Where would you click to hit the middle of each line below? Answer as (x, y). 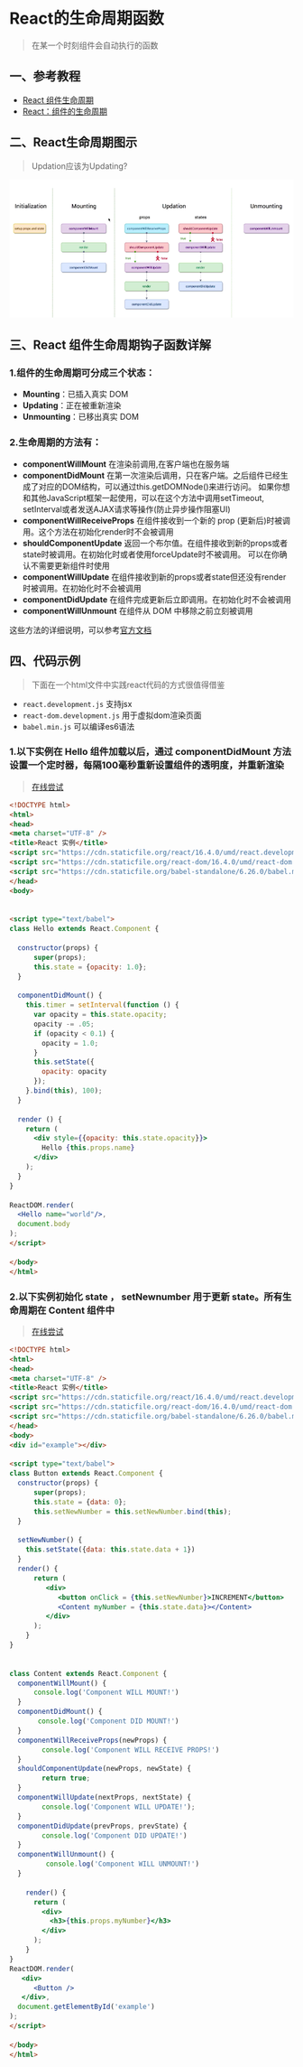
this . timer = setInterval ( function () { (102, 1005)
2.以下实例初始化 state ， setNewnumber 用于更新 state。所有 (146, 1297)
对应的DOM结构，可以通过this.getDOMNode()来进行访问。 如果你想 (164, 486)
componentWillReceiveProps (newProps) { (92, 1740)
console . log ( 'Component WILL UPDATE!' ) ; (119, 1807)
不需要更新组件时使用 (70, 565)
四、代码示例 (45, 661)
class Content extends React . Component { (88, 1673)
